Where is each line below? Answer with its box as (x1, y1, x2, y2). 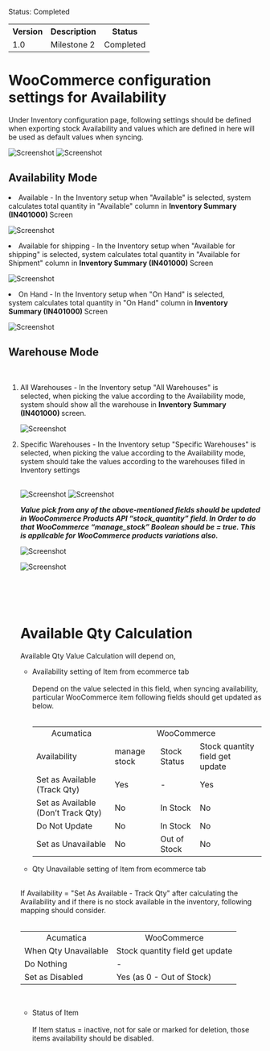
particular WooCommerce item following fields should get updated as (31, 692, 262, 702)
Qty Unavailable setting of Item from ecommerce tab (31, 864, 207, 874)
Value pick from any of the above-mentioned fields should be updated (19, 505, 261, 514)
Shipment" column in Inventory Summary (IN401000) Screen (8, 258, 214, 268)
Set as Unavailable (35, 838, 107, 850)
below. (31, 700, 55, 710)
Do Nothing (23, 958, 67, 970)
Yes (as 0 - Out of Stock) (116, 971, 212, 982)
